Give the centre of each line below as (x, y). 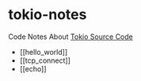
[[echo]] (33, 68)
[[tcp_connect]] (45, 60)
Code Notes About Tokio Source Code (70, 37)
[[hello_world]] (44, 52)
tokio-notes (48, 15)
